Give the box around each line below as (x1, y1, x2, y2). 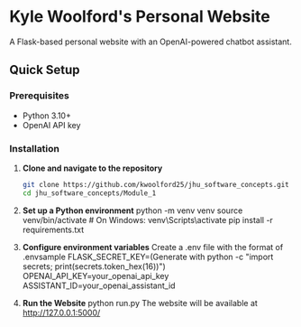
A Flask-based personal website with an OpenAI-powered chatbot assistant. (9, 36, 293, 47)
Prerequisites (9, 89, 69, 102)
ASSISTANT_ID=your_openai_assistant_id (22, 280, 176, 291)
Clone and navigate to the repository (22, 163, 163, 173)
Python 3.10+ (22, 110, 72, 121)
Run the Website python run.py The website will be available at (22, 297, 259, 308)
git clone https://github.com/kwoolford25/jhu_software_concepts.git (22, 180, 290, 189)
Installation (9, 142, 60, 154)
